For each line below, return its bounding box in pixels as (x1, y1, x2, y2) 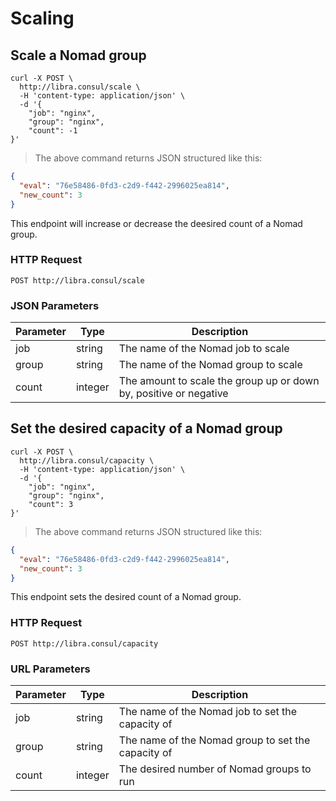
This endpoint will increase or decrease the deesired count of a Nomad (10, 217, 303, 229)
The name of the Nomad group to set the (118, 733, 311, 747)
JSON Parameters (10, 298, 100, 312)
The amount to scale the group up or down (118, 374, 320, 388)
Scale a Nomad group (10, 47, 147, 64)
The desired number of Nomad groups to (118, 762, 312, 776)
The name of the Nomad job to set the (118, 705, 298, 718)
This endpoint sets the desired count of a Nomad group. (10, 591, 242, 603)
